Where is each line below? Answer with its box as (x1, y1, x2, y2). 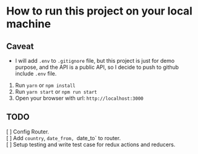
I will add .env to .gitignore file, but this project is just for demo (15, 57, 175, 64)
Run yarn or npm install (15, 82, 76, 89)
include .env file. (15, 70, 57, 77)
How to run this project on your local (6, 4, 193, 18)
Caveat (6, 41, 35, 51)
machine (6, 17, 51, 31)
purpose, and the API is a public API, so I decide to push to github (15, 63, 179, 71)
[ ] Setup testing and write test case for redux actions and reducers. (6, 141, 176, 148)
